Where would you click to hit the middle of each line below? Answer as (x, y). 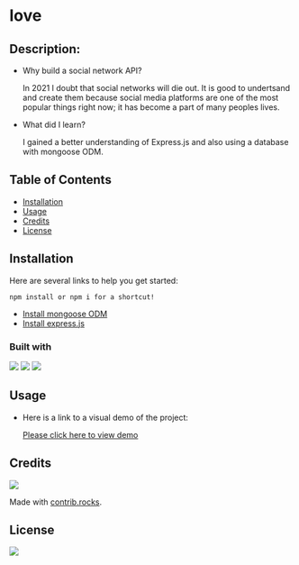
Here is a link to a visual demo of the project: (105, 417)
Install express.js (54, 323)
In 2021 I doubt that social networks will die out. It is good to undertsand (156, 88)
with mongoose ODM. (63, 151)
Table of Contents (61, 180)
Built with (31, 346)
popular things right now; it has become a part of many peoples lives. (151, 107)
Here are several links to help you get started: (94, 280)
